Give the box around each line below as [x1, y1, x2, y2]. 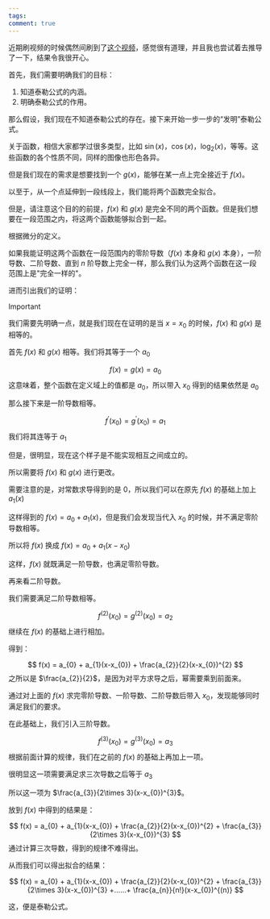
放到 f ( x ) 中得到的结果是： [8, 805, 95, 814]
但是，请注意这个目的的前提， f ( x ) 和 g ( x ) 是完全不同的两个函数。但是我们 [8, 204, 251, 214]
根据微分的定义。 [8, 231, 65, 241]
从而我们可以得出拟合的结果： [8, 860, 107, 870]
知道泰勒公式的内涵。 [19, 86, 91, 97]
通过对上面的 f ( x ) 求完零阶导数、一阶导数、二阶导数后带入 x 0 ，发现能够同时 [8, 690, 260, 702]
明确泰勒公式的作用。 [19, 97, 91, 106]
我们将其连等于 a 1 [8, 431, 67, 443]
